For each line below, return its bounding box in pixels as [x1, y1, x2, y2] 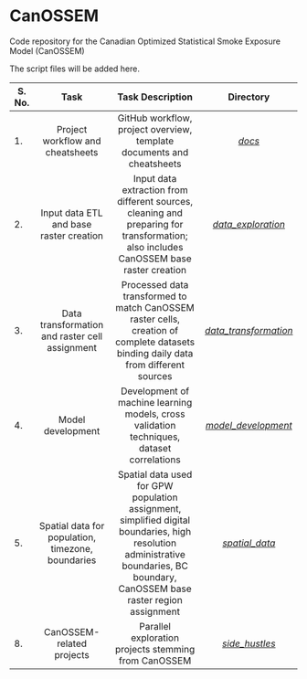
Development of [120, 385, 190, 398]
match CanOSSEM [115, 301, 195, 313]
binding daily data [116, 346, 194, 359]
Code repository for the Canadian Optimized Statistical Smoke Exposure [9, 36, 281, 47]
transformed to [122, 290, 187, 302]
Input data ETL [40, 207, 103, 219]
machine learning [117, 396, 193, 408]
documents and [122, 145, 189, 158]
